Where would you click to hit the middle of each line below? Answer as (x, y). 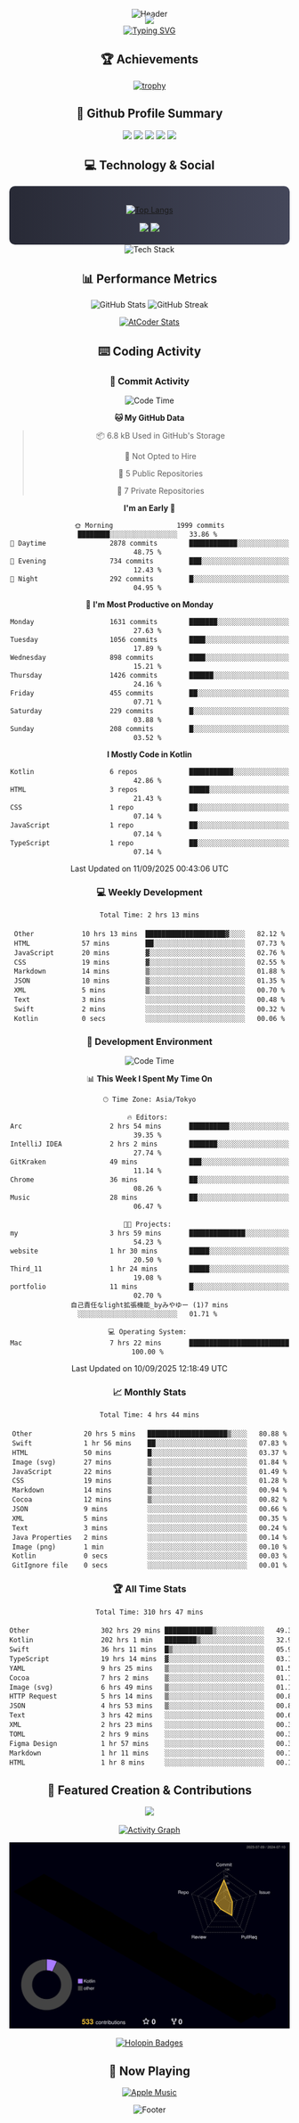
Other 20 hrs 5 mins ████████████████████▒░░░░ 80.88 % (149, 1434)
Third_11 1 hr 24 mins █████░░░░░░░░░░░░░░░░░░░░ (149, 1269)
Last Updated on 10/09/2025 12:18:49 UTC (149, 1369)
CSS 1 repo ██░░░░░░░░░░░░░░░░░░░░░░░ (149, 807)
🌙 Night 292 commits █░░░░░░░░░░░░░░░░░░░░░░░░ (149, 579)
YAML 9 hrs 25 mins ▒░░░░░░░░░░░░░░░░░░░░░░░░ (137, 1668)
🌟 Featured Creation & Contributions (149, 1790)
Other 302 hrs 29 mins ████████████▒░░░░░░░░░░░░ (137, 1631)
